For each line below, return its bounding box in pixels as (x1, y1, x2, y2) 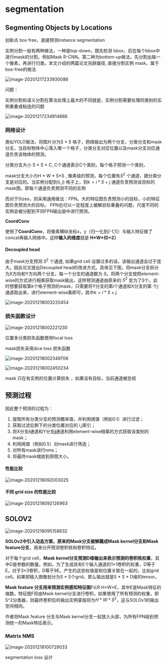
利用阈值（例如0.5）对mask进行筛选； (12, 441, 91, 446)
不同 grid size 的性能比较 (5, 489, 56, 495)
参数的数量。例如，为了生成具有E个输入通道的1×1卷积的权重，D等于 (17, 561, 156, 567)
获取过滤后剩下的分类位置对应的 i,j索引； (12, 422, 96, 428)
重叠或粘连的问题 (9, 104, 45, 109)
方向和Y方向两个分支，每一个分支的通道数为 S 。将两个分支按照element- (12, 270, 160, 277)
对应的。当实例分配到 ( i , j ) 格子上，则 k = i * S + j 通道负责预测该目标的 (13, 179, 155, 185)
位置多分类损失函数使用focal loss (5, 334, 73, 340)
